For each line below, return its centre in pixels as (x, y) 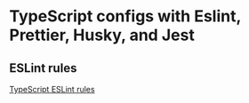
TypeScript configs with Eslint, (125, 16)
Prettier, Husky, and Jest (102, 35)
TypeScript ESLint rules (52, 89)
